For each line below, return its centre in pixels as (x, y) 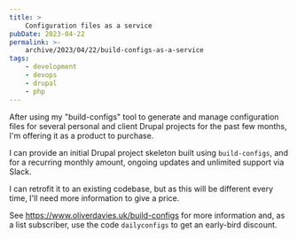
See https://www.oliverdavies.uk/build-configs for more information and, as (147, 215)
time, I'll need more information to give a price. (94, 198)
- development (51, 67)
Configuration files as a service (89, 26)
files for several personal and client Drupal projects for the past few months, (148, 126)
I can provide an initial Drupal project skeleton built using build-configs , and (148, 152)
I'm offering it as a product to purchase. (82, 135)
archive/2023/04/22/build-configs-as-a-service (114, 50)
